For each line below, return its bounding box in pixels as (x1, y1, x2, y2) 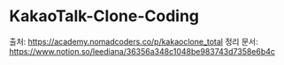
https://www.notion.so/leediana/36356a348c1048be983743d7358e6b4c (9, 46, 276, 56)
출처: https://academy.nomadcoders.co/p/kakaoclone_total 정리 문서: (9, 36, 258, 47)
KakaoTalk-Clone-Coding (9, 6, 200, 26)
